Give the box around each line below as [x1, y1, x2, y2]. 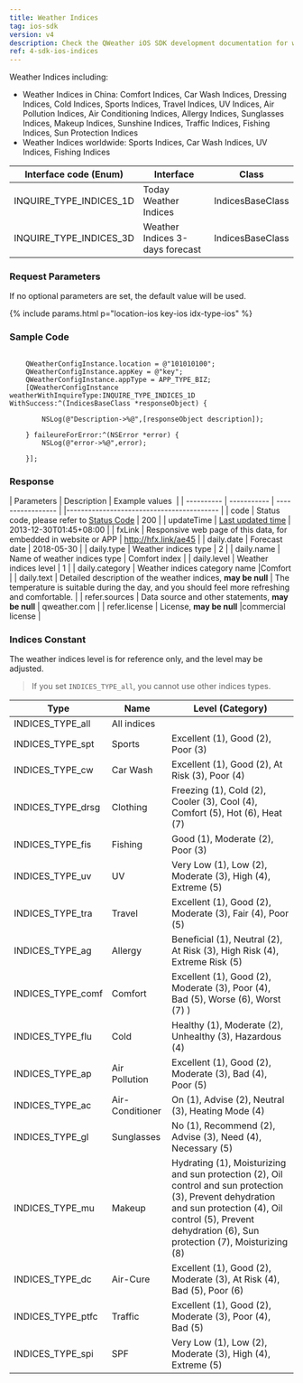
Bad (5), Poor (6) [170, 1285, 244, 1297]
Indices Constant [9, 633, 87, 646]
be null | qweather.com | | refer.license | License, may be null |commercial [9, 602, 286, 612]
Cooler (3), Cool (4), [170, 796, 258, 808]
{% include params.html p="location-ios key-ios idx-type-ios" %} [9, 308, 252, 319]
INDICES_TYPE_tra [14, 907, 93, 920]
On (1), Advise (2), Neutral [170, 1094, 285, 1107]
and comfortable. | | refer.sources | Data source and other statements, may [9, 592, 289, 603]
